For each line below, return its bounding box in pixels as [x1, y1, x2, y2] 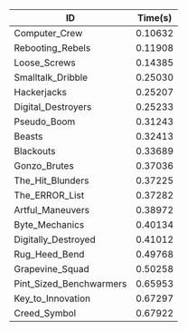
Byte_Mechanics [14, 219, 85, 230]
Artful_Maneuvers [14, 204, 90, 216]
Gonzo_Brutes [14, 160, 74, 171]
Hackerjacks [14, 86, 68, 98]
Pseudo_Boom [14, 115, 76, 128]
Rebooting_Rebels [14, 42, 91, 54]
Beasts [14, 131, 43, 142]
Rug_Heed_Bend [14, 248, 85, 260]
